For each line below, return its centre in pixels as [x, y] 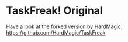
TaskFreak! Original [55, 11]
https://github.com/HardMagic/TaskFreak [56, 32]
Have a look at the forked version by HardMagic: [64, 26]
